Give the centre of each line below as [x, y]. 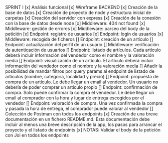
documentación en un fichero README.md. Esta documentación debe [77, 119]
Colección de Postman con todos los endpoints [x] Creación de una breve [81, 114]
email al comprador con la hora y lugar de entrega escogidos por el [75, 98]
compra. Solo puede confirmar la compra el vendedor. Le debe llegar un [80, 93]
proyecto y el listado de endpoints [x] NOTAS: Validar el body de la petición [83, 130]
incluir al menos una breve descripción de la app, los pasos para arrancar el [83, 124]
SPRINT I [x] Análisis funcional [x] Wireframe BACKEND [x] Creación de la [81, 7]
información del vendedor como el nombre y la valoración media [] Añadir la [84, 66]
